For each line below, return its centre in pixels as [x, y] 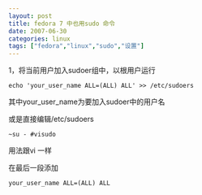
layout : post [30, 16]
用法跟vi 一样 [30, 150]
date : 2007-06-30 [38, 31]
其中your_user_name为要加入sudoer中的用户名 [87, 102]
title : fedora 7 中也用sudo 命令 [62, 24]
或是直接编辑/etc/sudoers [52, 119]
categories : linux [39, 39]
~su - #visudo [32, 135]
